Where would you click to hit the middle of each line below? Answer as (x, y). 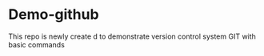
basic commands (37, 44)
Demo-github (54, 15)
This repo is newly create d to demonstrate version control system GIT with (132, 36)
